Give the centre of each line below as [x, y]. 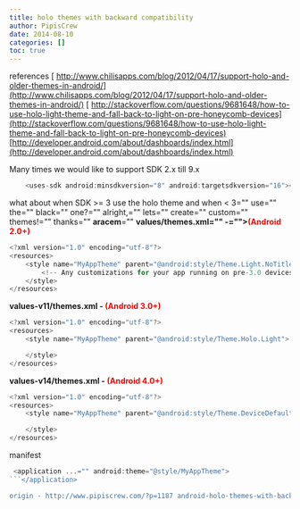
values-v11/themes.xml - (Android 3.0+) [85, 306]
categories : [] [37, 42]
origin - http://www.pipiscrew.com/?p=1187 [92, 496]
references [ [32, 76]
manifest [25, 455]
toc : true [28, 51]
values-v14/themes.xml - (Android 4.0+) [86, 380]
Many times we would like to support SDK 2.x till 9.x [104, 170]
